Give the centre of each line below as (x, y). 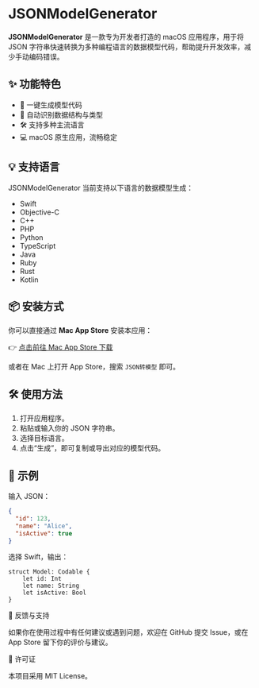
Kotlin (29, 280)
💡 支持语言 (34, 167)
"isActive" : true (44, 533)
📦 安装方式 (36, 306)
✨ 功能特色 (35, 84)
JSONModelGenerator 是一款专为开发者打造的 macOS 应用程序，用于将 (126, 37)
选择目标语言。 (44, 439)
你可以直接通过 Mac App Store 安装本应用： (80, 330)
